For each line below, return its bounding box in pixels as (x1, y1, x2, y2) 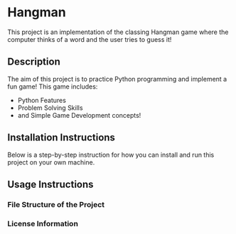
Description (7, 56, 60, 68)
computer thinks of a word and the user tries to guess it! (7, 35, 172, 43)
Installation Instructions (7, 132, 116, 144)
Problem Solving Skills (17, 104, 83, 112)
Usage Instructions (7, 178, 94, 190)
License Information (7, 218, 78, 228)
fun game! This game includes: (7, 82, 98, 91)
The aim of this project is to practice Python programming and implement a (7, 74, 227, 83)
